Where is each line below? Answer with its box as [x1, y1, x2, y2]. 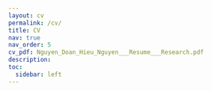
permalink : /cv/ [8, 19, 62, 27]
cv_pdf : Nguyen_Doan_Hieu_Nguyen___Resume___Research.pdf [8, 48, 204, 56]
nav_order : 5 [8, 41, 52, 49]
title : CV [8, 26, 41, 34]
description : [8, 56, 52, 64]
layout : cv [8, 11, 44, 20]
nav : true [8, 33, 41, 42]
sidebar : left [15, 70, 62, 78]
